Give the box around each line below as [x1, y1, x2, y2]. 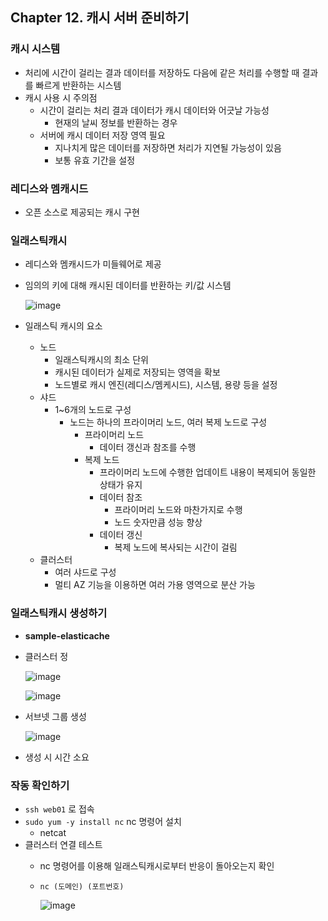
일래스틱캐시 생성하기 [10, 606, 108, 620]
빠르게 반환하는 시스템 [35, 79, 122, 91]
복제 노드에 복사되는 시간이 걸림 [114, 541, 238, 553]
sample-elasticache [24, 629, 110, 642]
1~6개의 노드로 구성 [54, 404, 132, 416]
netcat [39, 826, 67, 838]
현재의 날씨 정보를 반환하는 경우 [54, 116, 178, 128]
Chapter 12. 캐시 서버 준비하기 [10, 9, 190, 27]
